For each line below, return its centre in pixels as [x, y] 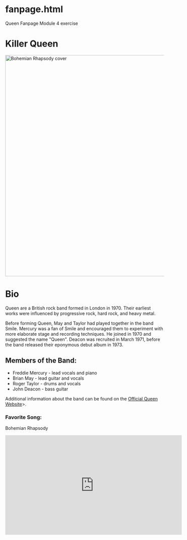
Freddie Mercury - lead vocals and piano [55, 373]
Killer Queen [32, 44]
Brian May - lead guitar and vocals [48, 378]
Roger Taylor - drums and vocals [47, 383]
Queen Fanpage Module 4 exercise [42, 23]
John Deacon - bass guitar [40, 389]
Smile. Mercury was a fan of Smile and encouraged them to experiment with [84, 328]
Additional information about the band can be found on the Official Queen [81, 398]
